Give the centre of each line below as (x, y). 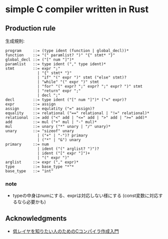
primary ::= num (27, 144)
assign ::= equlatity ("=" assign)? (50, 109)
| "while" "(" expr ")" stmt (68, 82)
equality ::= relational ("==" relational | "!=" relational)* (77, 113)
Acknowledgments (36, 218)
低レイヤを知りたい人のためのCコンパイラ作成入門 (66, 231)
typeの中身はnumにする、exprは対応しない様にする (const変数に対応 (86, 196)
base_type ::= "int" (29, 171)
